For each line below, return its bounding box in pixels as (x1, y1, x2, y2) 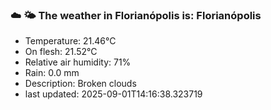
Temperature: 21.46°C (24, 35, 117, 47)
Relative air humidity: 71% (24, 56, 132, 68)
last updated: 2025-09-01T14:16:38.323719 (24, 88, 203, 100)
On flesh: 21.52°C (24, 46, 98, 58)
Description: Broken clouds (24, 78, 137, 90)
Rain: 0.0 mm (24, 67, 80, 79)
